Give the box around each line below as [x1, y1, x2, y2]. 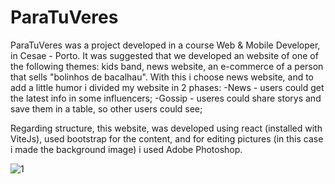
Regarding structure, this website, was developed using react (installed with [10, 122, 323, 134]
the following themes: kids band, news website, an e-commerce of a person [10, 60, 324, 72]
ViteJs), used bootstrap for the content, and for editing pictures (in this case [10, 132, 324, 145]
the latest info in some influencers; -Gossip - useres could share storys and [10, 92, 322, 104]
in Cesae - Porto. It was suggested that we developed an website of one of [10, 49, 319, 61]
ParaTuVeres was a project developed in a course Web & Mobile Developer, [10, 39, 321, 51]
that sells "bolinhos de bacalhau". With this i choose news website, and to [10, 71, 315, 83]
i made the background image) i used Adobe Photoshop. [10, 143, 243, 155]
